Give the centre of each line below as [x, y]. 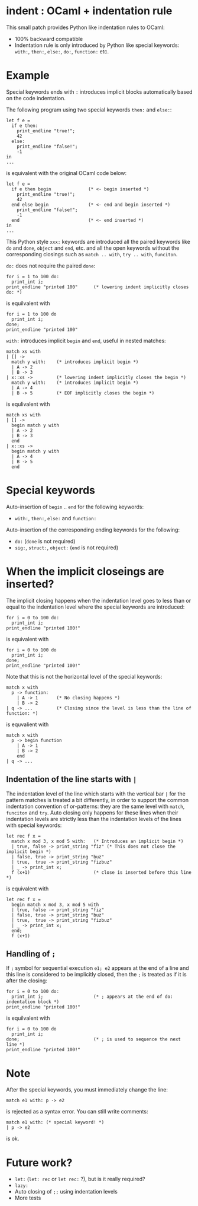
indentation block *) [33, 1002]
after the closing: [27, 981]
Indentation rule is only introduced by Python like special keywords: [97, 45]
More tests [28, 1198]
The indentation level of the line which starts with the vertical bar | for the [96, 794]
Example [28, 76]
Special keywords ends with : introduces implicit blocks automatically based [99, 92]
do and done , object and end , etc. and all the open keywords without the [93, 248]
